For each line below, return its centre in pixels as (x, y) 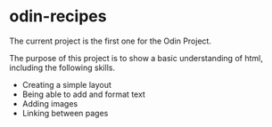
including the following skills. (62, 67)
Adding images (50, 103)
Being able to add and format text (83, 94)
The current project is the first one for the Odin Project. (111, 41)
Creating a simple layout (66, 84)
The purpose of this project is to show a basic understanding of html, (136, 58)
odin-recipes (58, 16)
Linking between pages (65, 113)
